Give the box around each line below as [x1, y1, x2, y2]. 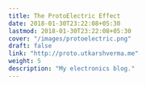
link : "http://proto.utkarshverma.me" [8, 49, 139, 57]
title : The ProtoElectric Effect [8, 11, 121, 20]
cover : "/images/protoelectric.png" [8, 34, 131, 43]
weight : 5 [8, 57, 42, 66]
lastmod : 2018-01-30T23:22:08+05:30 [8, 27, 131, 35]
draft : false [8, 42, 52, 50]
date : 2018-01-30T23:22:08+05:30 [8, 19, 121, 28]
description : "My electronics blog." [8, 65, 136, 73]
